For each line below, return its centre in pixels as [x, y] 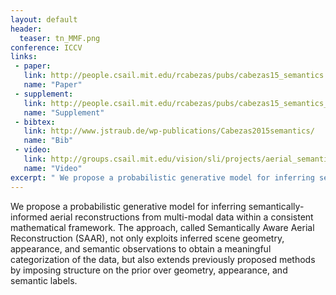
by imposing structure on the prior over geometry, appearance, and [149, 270]
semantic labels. [44, 280]
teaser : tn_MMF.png [60, 38]
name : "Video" [53, 168]
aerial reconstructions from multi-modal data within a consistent [181, 217]
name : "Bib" [48, 141]
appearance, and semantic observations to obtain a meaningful [141, 248]
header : [26, 29]
